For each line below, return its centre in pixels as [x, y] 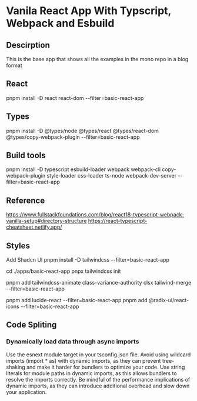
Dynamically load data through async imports [73, 342]
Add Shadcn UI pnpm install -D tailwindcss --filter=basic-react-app [88, 260]
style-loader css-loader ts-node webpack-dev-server [112, 176]
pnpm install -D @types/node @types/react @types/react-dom [82, 131]
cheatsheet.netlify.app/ [34, 227]
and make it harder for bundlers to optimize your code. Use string [106, 367]
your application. [26, 392]
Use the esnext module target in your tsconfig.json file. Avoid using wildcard [98, 355]
